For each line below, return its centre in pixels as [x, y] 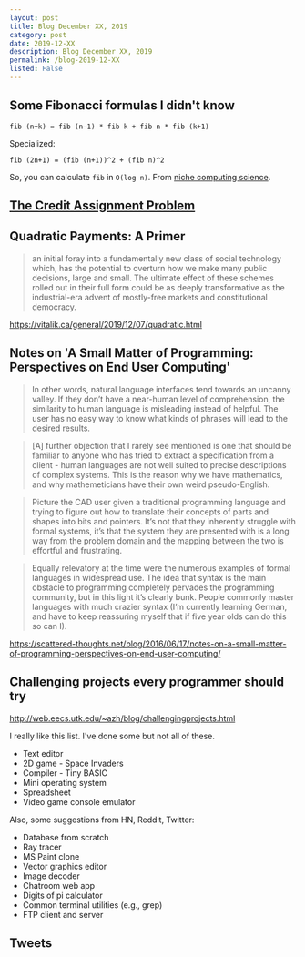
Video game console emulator [79, 801]
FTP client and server [63, 914]
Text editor [43, 753]
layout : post [34, 18]
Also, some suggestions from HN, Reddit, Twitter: [102, 820]
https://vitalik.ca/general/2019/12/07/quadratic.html [106, 324]
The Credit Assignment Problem [102, 206]
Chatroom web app [59, 885]
